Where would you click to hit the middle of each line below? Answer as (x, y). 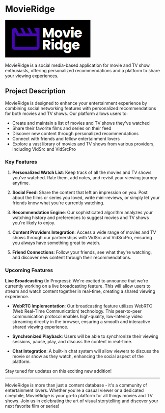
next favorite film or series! (32, 406)
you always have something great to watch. (56, 243)
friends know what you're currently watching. (58, 203)
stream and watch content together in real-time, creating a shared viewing (80, 291)
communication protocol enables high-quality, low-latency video (77, 317)
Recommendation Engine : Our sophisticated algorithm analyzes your (82, 213)
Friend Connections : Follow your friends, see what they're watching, (82, 252)
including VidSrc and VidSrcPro (44, 149)
